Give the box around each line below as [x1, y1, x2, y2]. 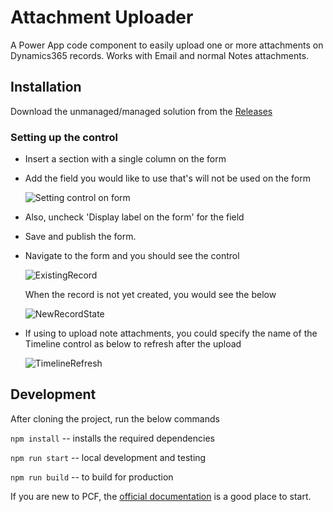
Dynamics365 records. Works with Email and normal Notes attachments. [10, 49, 310, 61]
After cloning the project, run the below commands [10, 412, 220, 425]
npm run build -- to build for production [10, 471, 174, 483]
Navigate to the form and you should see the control [24, 250, 240, 262]
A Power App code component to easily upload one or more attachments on [10, 39, 324, 51]
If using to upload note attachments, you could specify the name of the [24, 327, 318, 340]
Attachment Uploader [10, 6, 194, 29]
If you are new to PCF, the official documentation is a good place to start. [10, 490, 312, 502]
